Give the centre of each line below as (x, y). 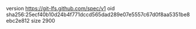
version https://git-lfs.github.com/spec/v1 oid (61, 8)
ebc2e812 (18, 21)
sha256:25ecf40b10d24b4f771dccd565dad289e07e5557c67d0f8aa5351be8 (98, 14)
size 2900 (43, 21)
